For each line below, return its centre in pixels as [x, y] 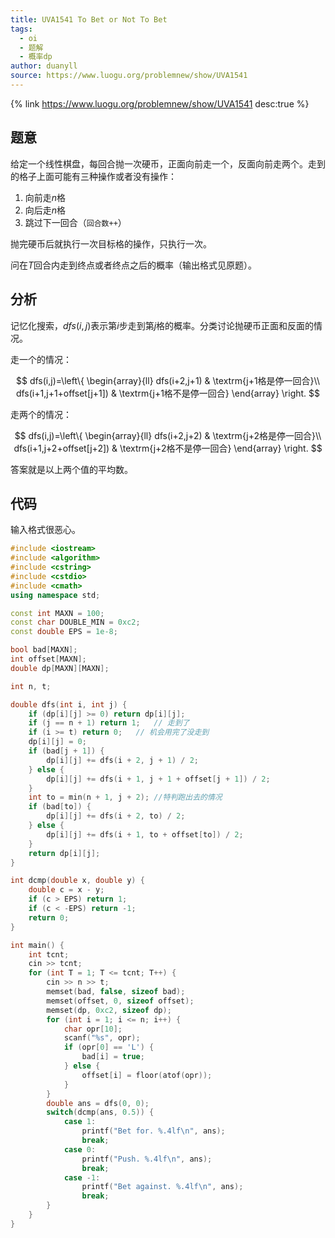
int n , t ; [31, 686]
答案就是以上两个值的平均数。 [71, 469]
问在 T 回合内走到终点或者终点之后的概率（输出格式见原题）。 [134, 265]
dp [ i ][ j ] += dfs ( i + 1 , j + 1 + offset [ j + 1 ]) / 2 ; [158, 779]
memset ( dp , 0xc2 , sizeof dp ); [109, 1010]
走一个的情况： [41, 359]
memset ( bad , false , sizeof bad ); [116, 992]
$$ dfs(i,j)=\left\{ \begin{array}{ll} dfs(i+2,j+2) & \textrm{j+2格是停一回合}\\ [168, 435]
